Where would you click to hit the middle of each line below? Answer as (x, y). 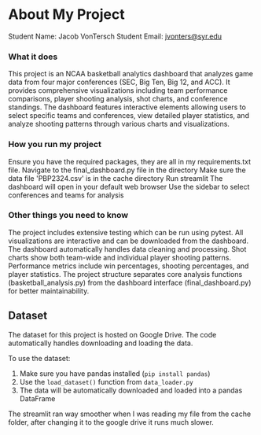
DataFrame (37, 398)
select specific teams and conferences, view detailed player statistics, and (129, 116)
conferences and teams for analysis (66, 195)
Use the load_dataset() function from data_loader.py (107, 382)
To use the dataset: (39, 358)
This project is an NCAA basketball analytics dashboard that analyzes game (131, 74)
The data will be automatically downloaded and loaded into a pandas (131, 390)
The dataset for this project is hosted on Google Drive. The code (112, 334)
